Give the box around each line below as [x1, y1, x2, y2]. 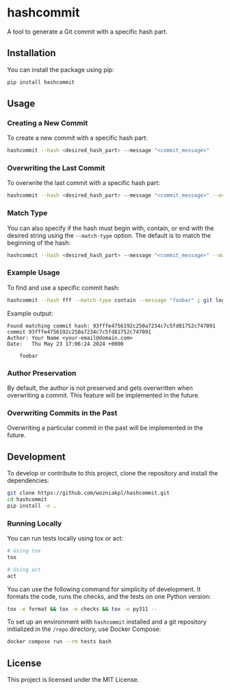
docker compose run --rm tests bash [7, 639, 112, 645]
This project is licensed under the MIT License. [7, 676, 140, 684]
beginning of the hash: [7, 238, 71, 247]
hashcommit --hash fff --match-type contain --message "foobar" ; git [7, 297, 213, 304]
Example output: [7, 309, 53, 317]
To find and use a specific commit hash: [7, 283, 120, 292]
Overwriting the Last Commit [7, 163, 105, 173]
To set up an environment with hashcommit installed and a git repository [7, 618, 207, 626]
